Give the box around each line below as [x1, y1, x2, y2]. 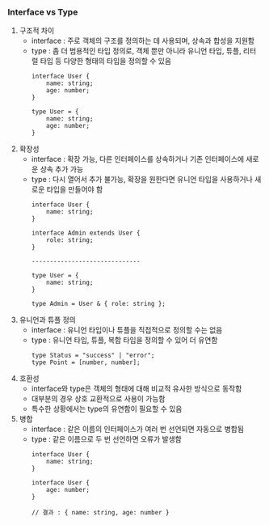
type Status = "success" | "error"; [31, 351, 155, 360]
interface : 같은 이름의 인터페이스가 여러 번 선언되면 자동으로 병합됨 [31, 424, 244, 434]
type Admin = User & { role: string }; [31, 300, 166, 308]
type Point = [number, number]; [31, 358, 141, 366]
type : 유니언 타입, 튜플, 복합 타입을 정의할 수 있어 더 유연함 [31, 335, 218, 345]
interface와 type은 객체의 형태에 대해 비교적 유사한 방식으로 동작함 [31, 383, 242, 394]
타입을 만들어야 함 [46, 184, 103, 194]
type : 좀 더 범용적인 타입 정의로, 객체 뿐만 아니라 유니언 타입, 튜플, [31, 46, 242, 56]
